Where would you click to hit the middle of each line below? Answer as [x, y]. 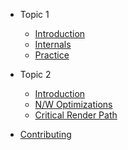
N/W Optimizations [73, 104]
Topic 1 [34, 14]
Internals [53, 44]
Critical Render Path [76, 115]
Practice [52, 55]
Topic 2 [35, 74]
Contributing [45, 134]
